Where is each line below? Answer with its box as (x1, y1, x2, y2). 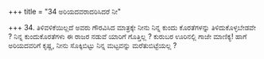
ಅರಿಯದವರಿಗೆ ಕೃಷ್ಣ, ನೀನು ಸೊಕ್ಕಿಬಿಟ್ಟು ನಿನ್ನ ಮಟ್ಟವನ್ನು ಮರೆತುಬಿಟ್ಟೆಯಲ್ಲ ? (8, 41, 177, 50)
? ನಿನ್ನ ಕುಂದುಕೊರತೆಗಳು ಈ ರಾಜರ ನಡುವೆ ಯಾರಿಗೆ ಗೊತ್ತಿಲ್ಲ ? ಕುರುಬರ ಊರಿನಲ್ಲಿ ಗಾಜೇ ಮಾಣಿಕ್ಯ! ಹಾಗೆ (8, 32, 247, 41)
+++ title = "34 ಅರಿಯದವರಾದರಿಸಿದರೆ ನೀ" (8, 7, 122, 16)
